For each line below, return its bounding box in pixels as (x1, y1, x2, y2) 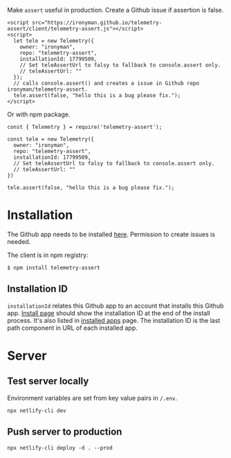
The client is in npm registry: (7, 251, 89, 259)
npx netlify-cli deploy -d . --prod (7, 444, 113, 451)
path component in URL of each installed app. (7, 324, 138, 332)
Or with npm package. (7, 110, 71, 118)
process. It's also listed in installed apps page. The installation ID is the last (7, 316, 221, 324)
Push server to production (7, 426, 122, 438)
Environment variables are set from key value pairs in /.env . (7, 394, 178, 402)
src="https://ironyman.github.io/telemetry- (32, 19, 163, 26)
